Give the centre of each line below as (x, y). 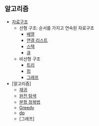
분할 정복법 (30, 102)
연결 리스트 (37, 40)
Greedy (27, 107)
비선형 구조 (30, 59)
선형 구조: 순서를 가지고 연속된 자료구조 (57, 28)
